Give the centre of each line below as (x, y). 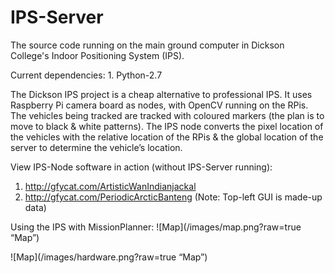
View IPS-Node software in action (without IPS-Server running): (141, 167)
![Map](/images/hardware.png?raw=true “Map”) (109, 257)
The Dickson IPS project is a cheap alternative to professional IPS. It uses (161, 94)
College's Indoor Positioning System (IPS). (97, 55)
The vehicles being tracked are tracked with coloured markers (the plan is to (167, 115)
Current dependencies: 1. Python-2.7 (86, 75)
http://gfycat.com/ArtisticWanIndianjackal (110, 186)
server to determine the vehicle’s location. (96, 147)
